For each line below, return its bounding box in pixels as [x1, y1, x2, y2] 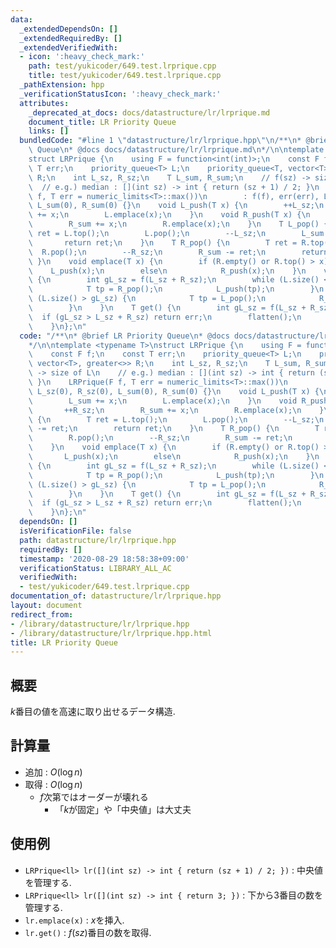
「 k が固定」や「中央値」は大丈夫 [54, 803, 192, 815]
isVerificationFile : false [19, 526, 132, 536]
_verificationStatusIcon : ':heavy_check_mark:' [19, 89, 222, 99]
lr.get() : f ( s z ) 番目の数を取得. [24, 926, 152, 938]
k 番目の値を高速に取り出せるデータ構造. [10, 706, 176, 718]
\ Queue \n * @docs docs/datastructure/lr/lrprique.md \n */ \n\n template [28, 145, 325, 155]
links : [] [28, 126, 70, 136]
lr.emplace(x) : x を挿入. [24, 914, 125, 926]
